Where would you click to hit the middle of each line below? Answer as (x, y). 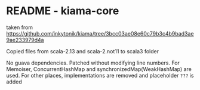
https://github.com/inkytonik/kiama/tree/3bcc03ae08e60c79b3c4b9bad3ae (100, 33)
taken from (20, 27)
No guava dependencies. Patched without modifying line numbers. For (93, 63)
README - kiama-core (63, 11)
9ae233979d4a (25, 40)
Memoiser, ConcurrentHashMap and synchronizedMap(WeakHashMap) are (99, 69)
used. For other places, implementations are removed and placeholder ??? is (100, 75)
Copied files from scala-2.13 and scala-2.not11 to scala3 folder (83, 51)
